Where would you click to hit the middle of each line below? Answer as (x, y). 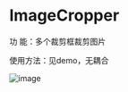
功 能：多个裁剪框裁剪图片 (57, 41)
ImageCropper (64, 16)
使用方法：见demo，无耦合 (59, 60)
